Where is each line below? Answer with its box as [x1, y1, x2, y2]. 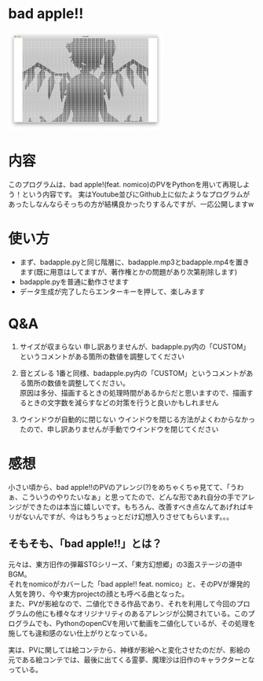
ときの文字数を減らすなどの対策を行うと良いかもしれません [26, 398, 220, 407]
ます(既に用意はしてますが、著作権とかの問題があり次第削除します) [19, 267, 238, 276]
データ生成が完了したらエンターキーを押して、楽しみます [19, 286, 206, 296]
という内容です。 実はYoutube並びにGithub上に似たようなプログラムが [21, 190, 250, 199]
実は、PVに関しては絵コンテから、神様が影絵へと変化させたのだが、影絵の [8, 645, 250, 654]
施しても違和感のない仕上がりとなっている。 [8, 628, 152, 638]
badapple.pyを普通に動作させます [19, 277, 130, 286]
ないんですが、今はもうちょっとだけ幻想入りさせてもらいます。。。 [21, 512, 234, 521]
